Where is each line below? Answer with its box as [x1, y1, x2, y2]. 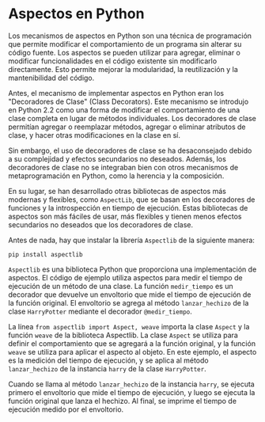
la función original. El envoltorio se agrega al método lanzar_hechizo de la [8, 298, 249, 307]
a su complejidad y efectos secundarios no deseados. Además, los [8, 154, 227, 163]
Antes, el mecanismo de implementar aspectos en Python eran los [8, 88, 224, 97]
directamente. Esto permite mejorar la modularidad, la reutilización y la [8, 64, 239, 74]
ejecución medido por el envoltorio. [8, 405, 124, 414]
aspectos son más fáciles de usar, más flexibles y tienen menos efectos [8, 211, 242, 221]
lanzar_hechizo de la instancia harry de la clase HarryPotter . [8, 363, 207, 373]
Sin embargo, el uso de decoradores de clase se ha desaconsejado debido [8, 146, 252, 155]
